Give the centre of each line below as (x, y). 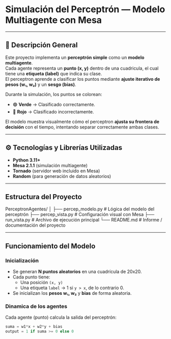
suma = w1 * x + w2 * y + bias (34, 327)
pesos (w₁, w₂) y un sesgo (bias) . (41, 84)
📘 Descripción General (41, 45)
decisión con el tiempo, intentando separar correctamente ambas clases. (82, 127)
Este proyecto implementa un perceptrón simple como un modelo (75, 57)
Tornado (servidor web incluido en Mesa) (56, 171)
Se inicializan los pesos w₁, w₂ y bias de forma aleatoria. (72, 293)
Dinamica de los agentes (36, 306)
